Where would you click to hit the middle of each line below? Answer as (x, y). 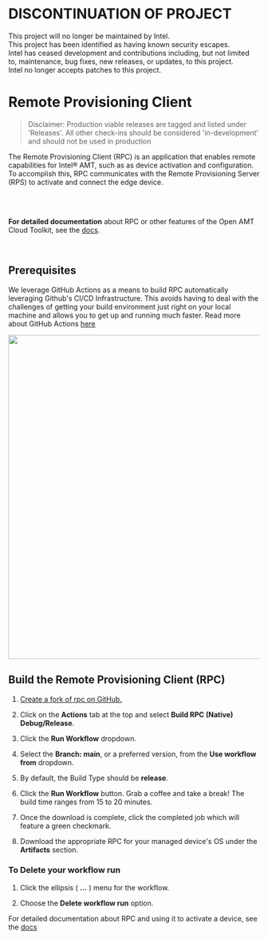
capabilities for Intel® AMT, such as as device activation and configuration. (131, 165)
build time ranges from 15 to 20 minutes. (86, 802)
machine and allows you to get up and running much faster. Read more (124, 315)
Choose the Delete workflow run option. (87, 903)
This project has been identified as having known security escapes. (119, 44)
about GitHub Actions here (52, 323)
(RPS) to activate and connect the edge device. (86, 182)
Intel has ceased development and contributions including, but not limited (129, 53)
